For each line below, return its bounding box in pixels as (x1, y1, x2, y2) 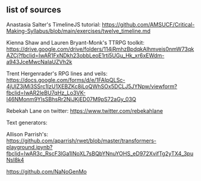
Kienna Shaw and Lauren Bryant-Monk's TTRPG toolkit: (6, 39, 145, 46)
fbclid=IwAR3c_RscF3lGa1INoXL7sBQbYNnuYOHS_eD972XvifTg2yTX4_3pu (6, 150, 194, 157)
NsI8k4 (6, 156, 24, 164)
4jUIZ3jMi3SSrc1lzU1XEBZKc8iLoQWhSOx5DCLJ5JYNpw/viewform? (6, 83, 177, 90)
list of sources (6, 5, 62, 15)
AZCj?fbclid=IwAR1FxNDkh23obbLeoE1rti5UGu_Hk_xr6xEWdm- (6, 51, 165, 59)
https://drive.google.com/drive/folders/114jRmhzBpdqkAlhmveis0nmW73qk (6, 45, 194, 52)
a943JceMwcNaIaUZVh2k (6, 58, 73, 65)
